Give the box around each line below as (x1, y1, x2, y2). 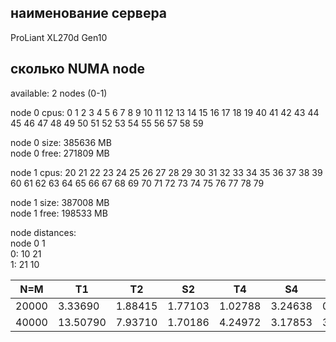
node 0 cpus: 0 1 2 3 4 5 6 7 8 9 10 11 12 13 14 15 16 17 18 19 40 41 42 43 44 (10, 106, 320, 118)
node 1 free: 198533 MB (10, 207, 108, 219)
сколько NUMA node (10, 61, 145, 78)
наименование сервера (10, 5, 168, 22)
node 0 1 (10, 237, 46, 249)
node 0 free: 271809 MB (10, 147, 110, 159)
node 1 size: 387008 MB (10, 196, 110, 208)
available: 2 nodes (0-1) (10, 87, 108, 99)
